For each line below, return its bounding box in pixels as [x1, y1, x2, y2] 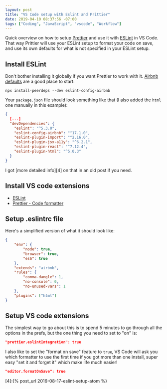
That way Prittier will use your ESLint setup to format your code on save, [5, 40, 154, 46]
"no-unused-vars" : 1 [23, 284, 66, 289]
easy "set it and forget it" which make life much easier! [5, 360, 118, 366]
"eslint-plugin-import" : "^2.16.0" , [14, 135, 91, 140]
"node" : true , [23, 247, 52, 252]
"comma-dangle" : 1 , [23, 275, 64, 280]
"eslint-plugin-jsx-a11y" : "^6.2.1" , [14, 140, 93, 145]
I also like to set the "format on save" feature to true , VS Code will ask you [5, 349, 158, 355]
